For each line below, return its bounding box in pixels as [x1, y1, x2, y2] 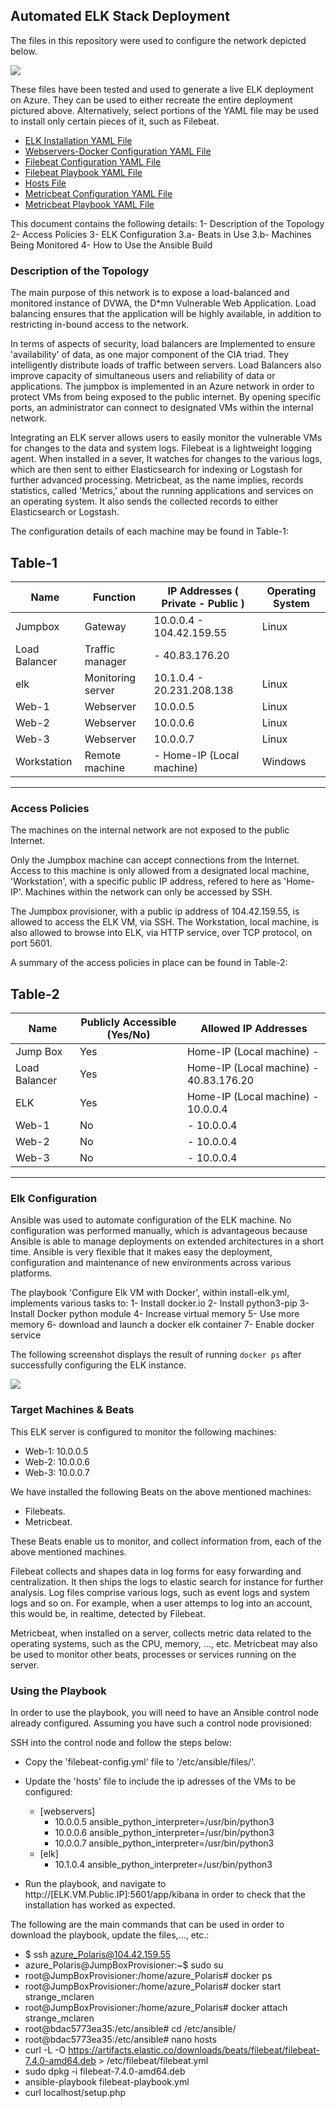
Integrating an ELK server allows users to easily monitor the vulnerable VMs [10, 432, 323, 444]
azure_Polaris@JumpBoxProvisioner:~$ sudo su [24, 1959, 224, 1971]
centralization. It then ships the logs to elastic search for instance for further [10, 1575, 324, 1588]
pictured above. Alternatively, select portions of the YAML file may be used [10, 104, 319, 116]
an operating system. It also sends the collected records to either [10, 495, 279, 508]
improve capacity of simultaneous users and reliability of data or [10, 370, 276, 382]
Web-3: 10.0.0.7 [24, 1466, 90, 1478]
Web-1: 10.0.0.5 [24, 1445, 89, 1457]
